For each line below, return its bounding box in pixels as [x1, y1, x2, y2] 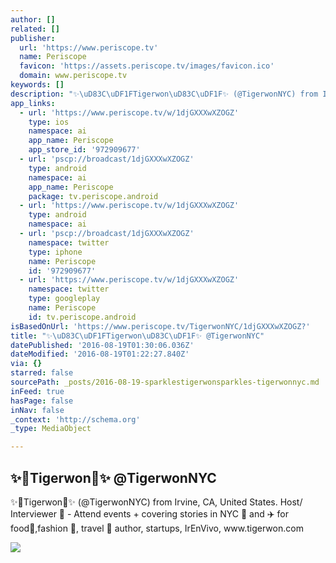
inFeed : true [10, 386, 65, 396]
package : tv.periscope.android [28, 191, 159, 201]
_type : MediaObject [10, 424, 92, 434]
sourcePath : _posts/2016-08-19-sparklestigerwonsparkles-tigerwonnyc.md [10, 377, 320, 387]
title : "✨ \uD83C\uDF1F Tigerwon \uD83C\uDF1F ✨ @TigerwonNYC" [10, 331, 265, 341]
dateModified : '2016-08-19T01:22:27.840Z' [10, 349, 190, 360]
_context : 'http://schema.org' [10, 414, 141, 425]
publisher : [10, 33, 56, 43]
